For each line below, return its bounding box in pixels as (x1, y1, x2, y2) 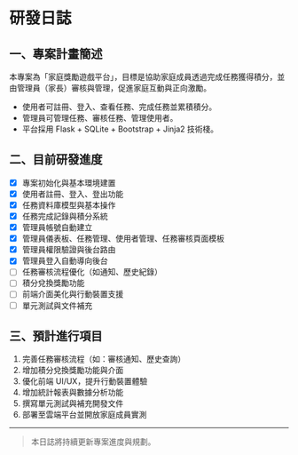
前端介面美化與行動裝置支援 (21, 289, 124, 299)
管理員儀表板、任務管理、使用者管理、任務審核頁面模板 (21, 233, 224, 244)
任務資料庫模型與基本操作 (21, 199, 116, 210)
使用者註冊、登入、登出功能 (21, 188, 124, 199)
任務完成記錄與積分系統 (21, 211, 108, 221)
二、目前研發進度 (9, 152, 103, 167)
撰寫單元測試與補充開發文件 (21, 398, 124, 409)
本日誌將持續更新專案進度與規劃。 (30, 436, 156, 447)
